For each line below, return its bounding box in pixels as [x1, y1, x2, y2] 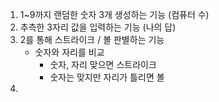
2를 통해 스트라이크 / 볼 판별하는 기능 [19, 34, 165, 45]
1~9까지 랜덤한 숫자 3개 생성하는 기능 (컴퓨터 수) [19, 9, 210, 20]
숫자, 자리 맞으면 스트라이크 [49, 59, 157, 70]
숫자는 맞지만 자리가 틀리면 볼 [49, 71, 165, 83]
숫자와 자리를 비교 [34, 46, 105, 58]
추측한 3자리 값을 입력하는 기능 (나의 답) [19, 21, 177, 33]
